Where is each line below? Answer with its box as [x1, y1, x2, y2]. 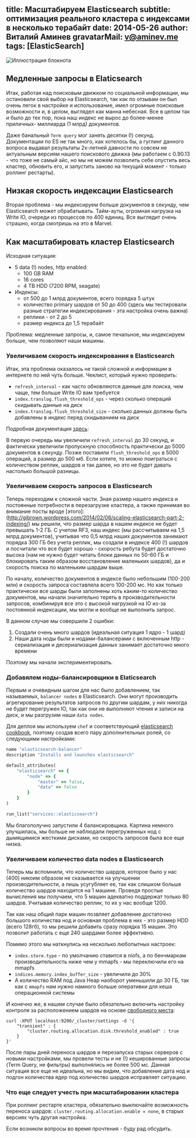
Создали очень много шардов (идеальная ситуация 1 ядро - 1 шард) [14, 629, 185, 636]
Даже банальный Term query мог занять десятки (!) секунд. [6, 132, 155, 139]
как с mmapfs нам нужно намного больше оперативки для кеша [14, 983, 173, 990]
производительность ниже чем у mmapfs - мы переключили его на [14, 958, 184, 965]
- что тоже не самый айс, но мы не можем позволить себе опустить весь [6, 156, 191, 163]
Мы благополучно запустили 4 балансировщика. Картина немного [6, 822, 174, 829]
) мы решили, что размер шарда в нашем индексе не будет [28, 520, 177, 527]
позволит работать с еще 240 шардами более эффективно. [6, 929, 155, 936]
